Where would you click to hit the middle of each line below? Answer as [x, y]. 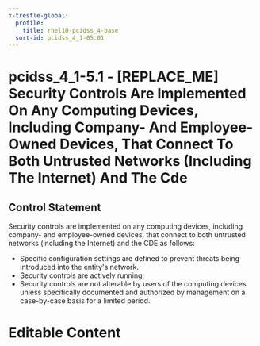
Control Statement [55, 207]
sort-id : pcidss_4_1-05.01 [60, 38]
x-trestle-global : [38, 15]
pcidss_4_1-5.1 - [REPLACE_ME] [114, 77]
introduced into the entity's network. [79, 267]
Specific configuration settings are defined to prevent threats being [130, 259]
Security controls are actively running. [82, 275]
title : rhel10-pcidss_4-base [71, 30]
